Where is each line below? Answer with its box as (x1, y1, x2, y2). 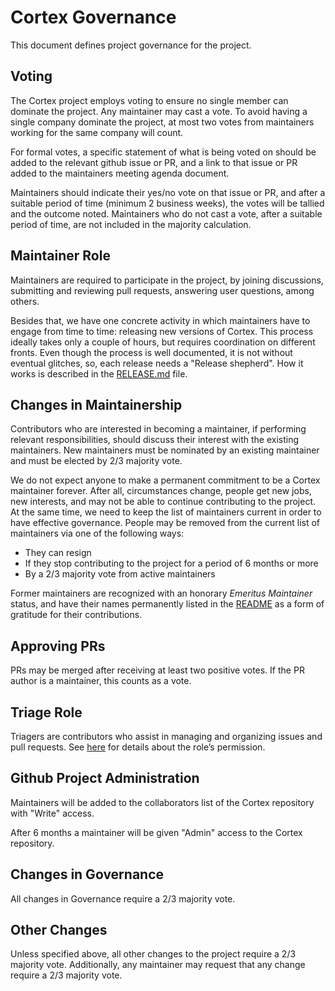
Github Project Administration (10, 770, 200, 787)
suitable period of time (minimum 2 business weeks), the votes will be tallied (10, 197, 325, 209)
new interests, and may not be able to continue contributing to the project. (10, 496, 317, 508)
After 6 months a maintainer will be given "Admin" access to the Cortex (10, 826, 303, 838)
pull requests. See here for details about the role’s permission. (10, 741, 266, 753)
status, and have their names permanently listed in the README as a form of (10, 598, 325, 610)
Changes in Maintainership (10, 396, 183, 413)
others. (10, 295, 40, 307)
